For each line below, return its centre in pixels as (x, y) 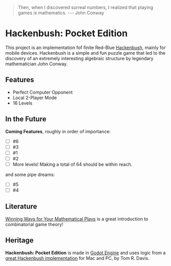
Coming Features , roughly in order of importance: (58, 131)
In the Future (26, 119)
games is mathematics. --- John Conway (61, 13)
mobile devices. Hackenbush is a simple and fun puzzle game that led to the (86, 53)
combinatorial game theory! (34, 224)
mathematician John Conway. (36, 64)
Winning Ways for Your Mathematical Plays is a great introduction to (77, 219)
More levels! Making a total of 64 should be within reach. (72, 164)
